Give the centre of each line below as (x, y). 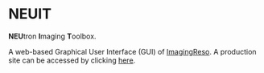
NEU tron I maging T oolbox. (52, 36)
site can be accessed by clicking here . (72, 60)
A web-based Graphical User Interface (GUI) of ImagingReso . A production (132, 51)
